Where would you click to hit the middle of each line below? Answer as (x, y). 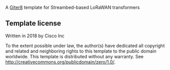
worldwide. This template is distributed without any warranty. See (75, 56)
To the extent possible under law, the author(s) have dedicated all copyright (85, 45)
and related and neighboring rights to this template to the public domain (81, 51)
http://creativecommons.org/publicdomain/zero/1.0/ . (61, 62)
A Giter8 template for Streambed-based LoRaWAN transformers (72, 7)
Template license (33, 23)
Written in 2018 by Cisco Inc (35, 36)
